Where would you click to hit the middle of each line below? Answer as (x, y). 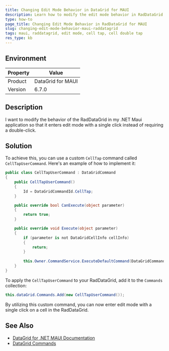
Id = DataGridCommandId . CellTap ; (58, 191)
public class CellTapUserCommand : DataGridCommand (60, 173)
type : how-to (19, 19)
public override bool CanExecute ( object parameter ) (69, 205)
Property (19, 73)
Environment (26, 58)
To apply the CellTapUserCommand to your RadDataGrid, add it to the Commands (84, 280)
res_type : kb (19, 38)
